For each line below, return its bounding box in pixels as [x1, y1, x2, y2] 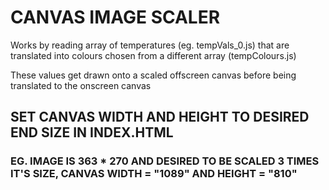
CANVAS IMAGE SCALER [10, 6, 221, 29]
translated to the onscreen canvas [10, 79, 152, 91]
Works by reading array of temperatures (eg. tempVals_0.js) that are [10, 39, 290, 51]
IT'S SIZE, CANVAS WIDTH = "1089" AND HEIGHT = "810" [10, 167, 298, 181]
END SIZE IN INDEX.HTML [10, 124, 174, 141]
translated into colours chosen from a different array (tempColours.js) [10, 49, 297, 61]
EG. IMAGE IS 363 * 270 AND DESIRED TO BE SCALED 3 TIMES [10, 154, 320, 168]
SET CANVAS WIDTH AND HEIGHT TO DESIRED [10, 109, 310, 126]
